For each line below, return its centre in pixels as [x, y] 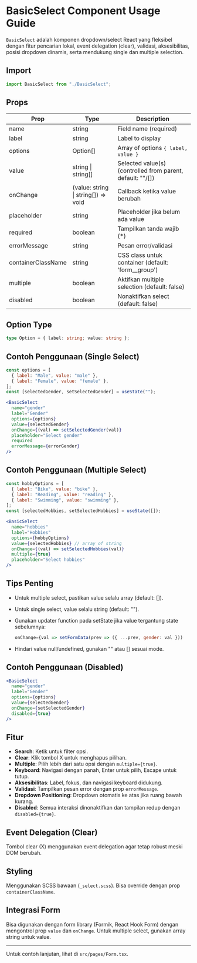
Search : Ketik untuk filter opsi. [51, 751]
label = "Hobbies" [31, 532]
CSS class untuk [140, 255]
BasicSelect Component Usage [83, 11]
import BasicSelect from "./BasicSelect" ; [59, 84]
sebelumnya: [30, 627]
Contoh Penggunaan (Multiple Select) [76, 470]
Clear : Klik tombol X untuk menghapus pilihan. [71, 758]
